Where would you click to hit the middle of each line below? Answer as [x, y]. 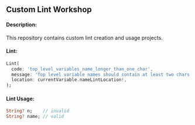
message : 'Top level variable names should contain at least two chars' [102, 75]
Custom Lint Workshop [49, 10]
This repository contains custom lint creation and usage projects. [84, 38]
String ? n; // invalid [37, 111]
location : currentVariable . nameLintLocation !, [69, 80]
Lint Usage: [20, 99]
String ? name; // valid [35, 117]
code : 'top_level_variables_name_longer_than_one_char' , [82, 69]
